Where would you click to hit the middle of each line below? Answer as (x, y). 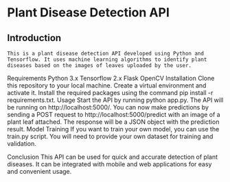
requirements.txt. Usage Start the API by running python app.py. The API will (115, 100)
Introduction (34, 38)
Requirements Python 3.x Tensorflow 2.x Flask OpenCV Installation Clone (111, 78)
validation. (22, 144)
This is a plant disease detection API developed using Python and (106, 53)
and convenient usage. (39, 171)
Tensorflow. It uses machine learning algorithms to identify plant (107, 60)
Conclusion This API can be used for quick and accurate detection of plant (113, 157)
